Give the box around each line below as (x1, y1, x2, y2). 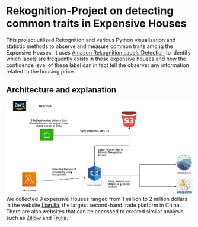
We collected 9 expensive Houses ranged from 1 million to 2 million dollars (6, 196, 188, 203)
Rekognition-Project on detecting (6, 4, 174, 18)
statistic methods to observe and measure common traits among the (6, 43, 173, 50)
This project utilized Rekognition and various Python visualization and (6, 36, 176, 43)
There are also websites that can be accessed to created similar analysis (6, 208, 184, 215)
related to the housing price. (6, 68, 75, 75)
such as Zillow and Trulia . (6, 215, 68, 222)
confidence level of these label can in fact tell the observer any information (6, 61, 190, 69)
